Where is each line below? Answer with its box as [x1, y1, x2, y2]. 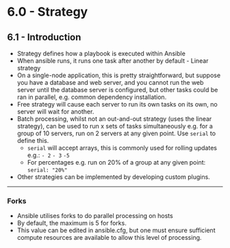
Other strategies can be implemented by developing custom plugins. [16, 173, 210, 181]
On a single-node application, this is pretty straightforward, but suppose [16, 71, 221, 79]
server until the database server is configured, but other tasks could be [16, 86, 218, 94]
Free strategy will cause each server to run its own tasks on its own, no [16, 100, 218, 108]
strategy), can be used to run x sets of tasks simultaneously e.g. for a [16, 122, 214, 130]
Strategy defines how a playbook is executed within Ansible [16, 49, 186, 57]
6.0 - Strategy [7, 4, 88, 20]
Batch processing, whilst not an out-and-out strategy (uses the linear [16, 115, 212, 123]
